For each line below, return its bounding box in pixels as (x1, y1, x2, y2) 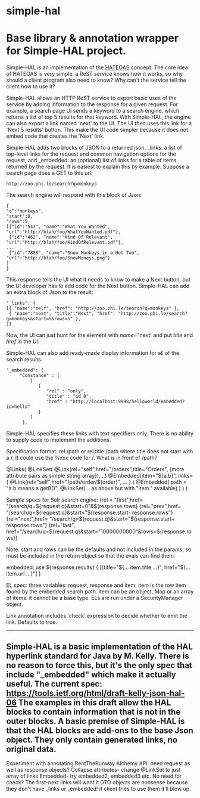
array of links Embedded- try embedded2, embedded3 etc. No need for (6, 772, 182, 780)
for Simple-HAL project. (6, 44, 127, 58)
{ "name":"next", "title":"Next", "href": (8, 311, 116, 317)
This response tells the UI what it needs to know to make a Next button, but (6, 276, 190, 283)
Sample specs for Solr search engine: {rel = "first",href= (6, 496, 143, 503)
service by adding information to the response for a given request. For (6, 101, 179, 108)
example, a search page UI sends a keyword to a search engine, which (6, 107, 180, 115)
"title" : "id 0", (46, 394, 92, 400)
